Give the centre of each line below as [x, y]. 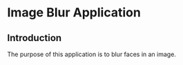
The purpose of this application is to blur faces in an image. [91, 54]
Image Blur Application [74, 13]
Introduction [35, 38]
